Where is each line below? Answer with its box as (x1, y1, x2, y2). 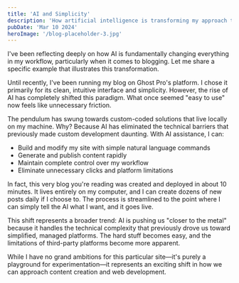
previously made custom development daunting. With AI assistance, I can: (7, 130, 224, 138)
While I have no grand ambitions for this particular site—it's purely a (7, 253, 206, 261)
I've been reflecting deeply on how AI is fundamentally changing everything (7, 50, 230, 58)
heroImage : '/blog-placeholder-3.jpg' (7, 30, 122, 38)
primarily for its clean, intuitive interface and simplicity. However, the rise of (7, 86, 229, 94)
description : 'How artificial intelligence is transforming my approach (7, 17, 228, 24)
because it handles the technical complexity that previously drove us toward (7, 224, 231, 233)
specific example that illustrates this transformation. (7, 65, 159, 73)
